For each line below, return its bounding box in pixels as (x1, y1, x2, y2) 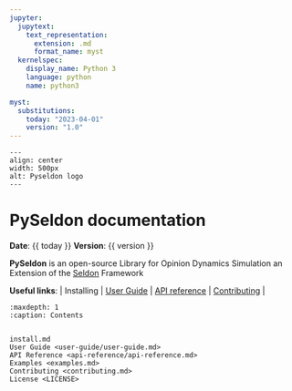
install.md (9, 334, 51, 345)
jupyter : (9, 13, 43, 23)
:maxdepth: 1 (9, 303, 59, 313)
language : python (26, 73, 92, 82)
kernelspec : (17, 56, 64, 65)
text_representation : (26, 30, 108, 39)
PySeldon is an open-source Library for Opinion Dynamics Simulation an (9, 258, 283, 269)
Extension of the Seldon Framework (9, 268, 144, 279)
